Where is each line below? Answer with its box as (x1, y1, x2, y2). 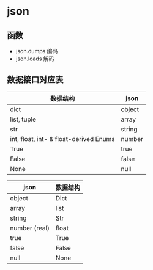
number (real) (10, 224, 50, 232)
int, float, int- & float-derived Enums (10, 134, 115, 143)
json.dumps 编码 (15, 48, 58, 54)
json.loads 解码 (15, 55, 54, 62)
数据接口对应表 (7, 75, 64, 85)
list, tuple (10, 115, 36, 123)
